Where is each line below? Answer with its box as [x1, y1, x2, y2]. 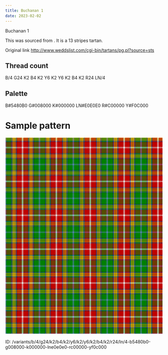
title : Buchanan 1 [5, 8, 43, 13]
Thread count [5, 61, 48, 70]
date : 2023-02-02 [5, 13, 41, 18]
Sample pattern [5, 120, 71, 131]
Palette [5, 89, 28, 97]
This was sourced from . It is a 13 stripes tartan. [5, 37, 103, 43]
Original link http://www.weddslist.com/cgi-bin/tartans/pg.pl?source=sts [5, 47, 154, 53]
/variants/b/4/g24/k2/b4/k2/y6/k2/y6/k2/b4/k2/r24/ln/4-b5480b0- [11, 339, 151, 345]
